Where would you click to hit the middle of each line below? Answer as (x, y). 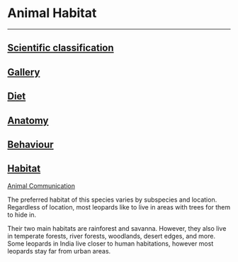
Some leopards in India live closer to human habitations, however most (110, 244)
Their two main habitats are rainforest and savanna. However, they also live (117, 228)
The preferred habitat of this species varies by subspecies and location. (112, 200)
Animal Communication (41, 185)
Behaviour (31, 144)
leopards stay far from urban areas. (59, 251)
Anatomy (28, 120)
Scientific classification (61, 48)
